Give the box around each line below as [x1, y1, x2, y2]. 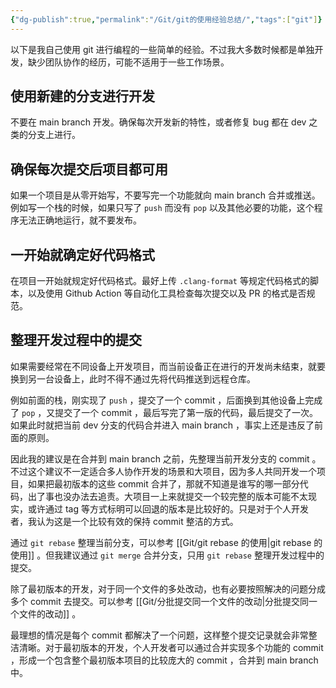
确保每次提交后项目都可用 [10, 161, 168, 178]
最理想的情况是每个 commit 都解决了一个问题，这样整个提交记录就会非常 [10, 629, 309, 641]
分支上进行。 [27, 129, 81, 141]
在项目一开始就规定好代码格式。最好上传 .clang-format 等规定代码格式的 [10, 275, 310, 287]
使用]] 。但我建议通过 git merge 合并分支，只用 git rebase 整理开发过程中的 [10, 549, 325, 561]
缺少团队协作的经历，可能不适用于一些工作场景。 [27, 56, 230, 68]
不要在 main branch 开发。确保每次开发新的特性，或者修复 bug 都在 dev [10, 116, 307, 128]
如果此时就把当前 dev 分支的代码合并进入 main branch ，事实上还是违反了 [10, 419, 315, 431]
